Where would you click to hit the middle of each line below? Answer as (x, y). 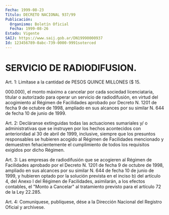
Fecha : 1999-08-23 (25, 10)
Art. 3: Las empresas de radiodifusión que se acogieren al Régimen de (78, 159)
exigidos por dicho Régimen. (35, 150)
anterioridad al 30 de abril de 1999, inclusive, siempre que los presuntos (80, 134)
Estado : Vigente (22, 33)
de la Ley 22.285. (23, 192)
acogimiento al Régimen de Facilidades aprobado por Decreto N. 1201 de (81, 102)
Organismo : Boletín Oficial (39, 24)
